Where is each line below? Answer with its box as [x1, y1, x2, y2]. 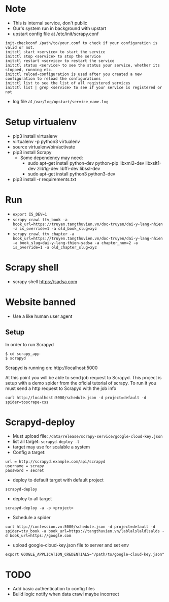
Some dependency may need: [20, 155, 83, 161]
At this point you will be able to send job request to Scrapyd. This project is [5, 374, 162, 380]
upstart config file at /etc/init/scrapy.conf [12, 31, 99, 37]
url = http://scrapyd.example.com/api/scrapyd [5, 459, 106, 464]
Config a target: [12, 449, 46, 456]
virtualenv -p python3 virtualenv [12, 138, 80, 144]
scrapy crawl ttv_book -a [12, 217, 67, 222]
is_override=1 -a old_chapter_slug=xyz [12, 245, 97, 250]
